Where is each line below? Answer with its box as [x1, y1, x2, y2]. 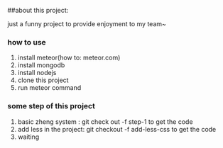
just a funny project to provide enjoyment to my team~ [7, 20, 167, 28]
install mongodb [17, 61, 65, 69]
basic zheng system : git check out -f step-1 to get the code [17, 117, 193, 126]
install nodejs [17, 69, 57, 77]
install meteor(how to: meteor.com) [17, 53, 121, 62]
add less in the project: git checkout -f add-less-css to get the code [17, 125, 217, 133]
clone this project [17, 76, 69, 84]
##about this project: [7, 6, 69, 14]
